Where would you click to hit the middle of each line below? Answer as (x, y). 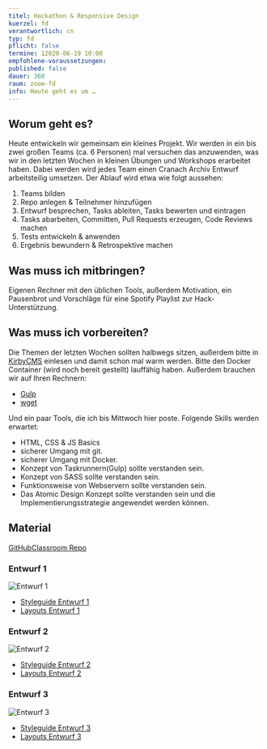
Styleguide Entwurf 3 (55, 728)
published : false (38, 69)
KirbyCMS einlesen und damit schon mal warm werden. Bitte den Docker (130, 360)
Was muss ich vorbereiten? (79, 333)
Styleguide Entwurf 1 (55, 602)
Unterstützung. (34, 307)
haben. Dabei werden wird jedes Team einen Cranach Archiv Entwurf (123, 169)
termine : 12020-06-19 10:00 (56, 53)
